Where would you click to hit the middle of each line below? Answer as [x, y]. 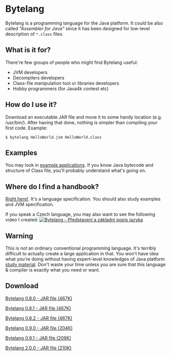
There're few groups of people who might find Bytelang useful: [72, 62]
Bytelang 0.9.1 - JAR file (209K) [38, 338]
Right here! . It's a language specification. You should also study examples [83, 199]
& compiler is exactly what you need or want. [53, 270]
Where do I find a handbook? [52, 186]
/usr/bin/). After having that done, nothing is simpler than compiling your [81, 122]
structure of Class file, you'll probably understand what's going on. [76, 171]
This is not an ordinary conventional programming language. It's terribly [81, 248]
